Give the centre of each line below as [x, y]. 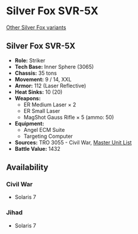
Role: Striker [30, 60]
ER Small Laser [42, 110]
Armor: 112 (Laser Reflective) [50, 86]
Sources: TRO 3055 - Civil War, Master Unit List [73, 142]
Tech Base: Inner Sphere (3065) [54, 67]
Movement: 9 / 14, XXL [43, 79]
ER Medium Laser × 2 [50, 105]
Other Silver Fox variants [36, 27]
